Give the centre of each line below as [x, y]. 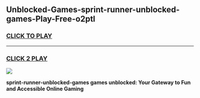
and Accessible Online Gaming [45, 88]
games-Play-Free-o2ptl [51, 19]
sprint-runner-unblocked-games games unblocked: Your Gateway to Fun [99, 82]
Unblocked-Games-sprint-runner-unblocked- [93, 10]
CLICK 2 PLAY [27, 58]
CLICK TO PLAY [29, 36]
